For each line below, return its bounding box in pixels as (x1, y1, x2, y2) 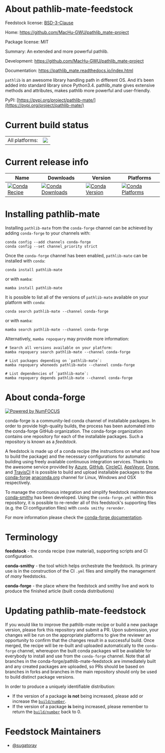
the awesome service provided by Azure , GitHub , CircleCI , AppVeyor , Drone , (5, 464, 160, 470)
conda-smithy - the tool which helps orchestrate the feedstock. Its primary (5, 563, 158, 569)
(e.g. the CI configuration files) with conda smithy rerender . (5, 505, 125, 511)
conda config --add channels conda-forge (5, 240, 91, 244)
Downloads (47, 174, 75, 181)
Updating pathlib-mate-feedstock (5, 605, 146, 616)
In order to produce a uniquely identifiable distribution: (5, 684, 115, 689)
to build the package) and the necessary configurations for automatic (5, 453, 146, 459)
